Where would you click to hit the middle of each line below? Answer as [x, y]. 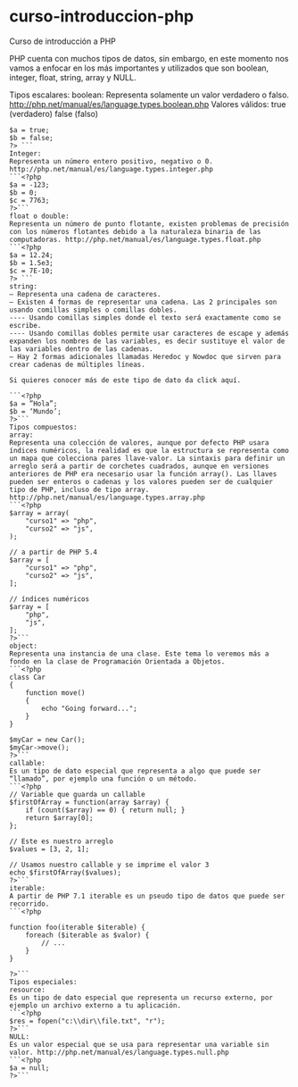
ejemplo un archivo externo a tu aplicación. [95, 1005]
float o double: [39, 216]
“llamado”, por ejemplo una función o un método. [103, 779]
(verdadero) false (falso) [54, 113]
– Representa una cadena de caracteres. [86, 294]
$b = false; [31, 138]
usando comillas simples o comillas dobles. [93, 310]
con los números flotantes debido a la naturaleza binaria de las [135, 231]
